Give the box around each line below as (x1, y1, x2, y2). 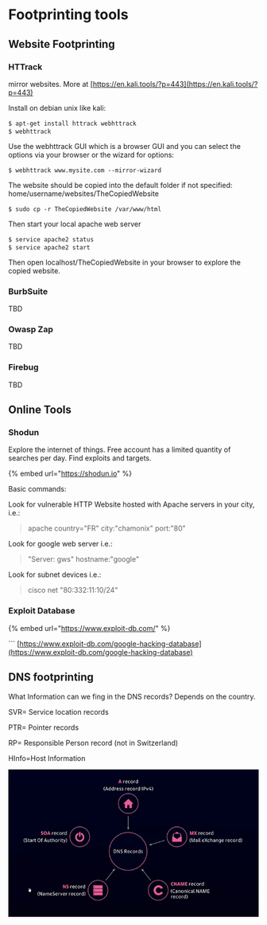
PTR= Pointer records (8, 723, 79, 732)
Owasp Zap (8, 324, 53, 335)
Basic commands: (8, 484, 67, 494)
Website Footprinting (8, 37, 115, 51)
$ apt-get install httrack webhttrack (8, 120, 137, 127)
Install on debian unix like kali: (8, 103, 106, 112)
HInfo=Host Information (8, 753, 86, 762)
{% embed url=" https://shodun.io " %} (8, 468, 133, 479)
